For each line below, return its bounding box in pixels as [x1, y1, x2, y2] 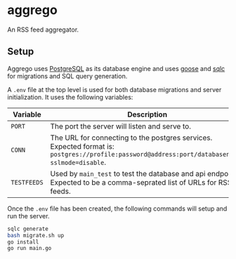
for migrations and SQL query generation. [7, 72, 128, 80]
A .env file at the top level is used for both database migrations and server [7, 85, 222, 93]
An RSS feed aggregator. [7, 25, 79, 34]
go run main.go [7, 245, 52, 252]
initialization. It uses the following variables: [7, 93, 133, 101]
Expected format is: [50, 141, 114, 151]
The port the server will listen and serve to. [50, 121, 192, 131]
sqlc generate [7, 225, 49, 232]
